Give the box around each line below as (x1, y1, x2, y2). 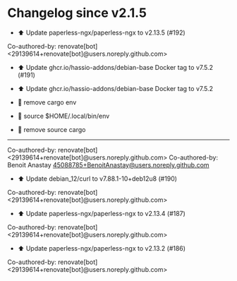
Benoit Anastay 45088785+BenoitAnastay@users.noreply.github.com (7, 160, 209, 169)
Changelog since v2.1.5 (7, 5, 147, 21)
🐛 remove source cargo (17, 125, 86, 133)
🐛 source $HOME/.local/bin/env (17, 112, 110, 120)
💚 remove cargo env (17, 97, 77, 107)
